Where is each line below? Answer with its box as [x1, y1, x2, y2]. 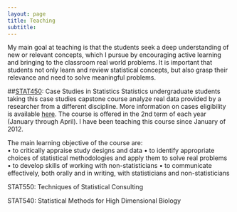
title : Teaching [7, 17, 56, 24]
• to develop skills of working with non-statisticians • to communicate [7, 161, 212, 170]
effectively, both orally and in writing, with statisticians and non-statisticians [7, 169, 230, 178]
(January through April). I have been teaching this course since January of [7, 117, 226, 126]
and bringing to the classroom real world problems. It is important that [7, 58, 213, 67]
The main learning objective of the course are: [7, 139, 143, 147]
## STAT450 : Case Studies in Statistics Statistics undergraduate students [7, 87, 221, 96]
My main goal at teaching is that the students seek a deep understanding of [7, 43, 229, 52]
